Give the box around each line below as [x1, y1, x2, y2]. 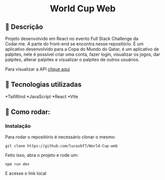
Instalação [5, 123, 31, 130]
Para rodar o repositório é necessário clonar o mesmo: [5, 134, 116, 140]
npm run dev [5, 161, 30, 167]
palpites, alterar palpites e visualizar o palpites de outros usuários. [5, 57, 139, 62]
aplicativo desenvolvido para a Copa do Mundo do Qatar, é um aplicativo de [5, 46, 159, 52]
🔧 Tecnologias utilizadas [5, 80, 82, 89]
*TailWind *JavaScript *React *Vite [5, 93, 79, 99]
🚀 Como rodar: [5, 108, 51, 116]
